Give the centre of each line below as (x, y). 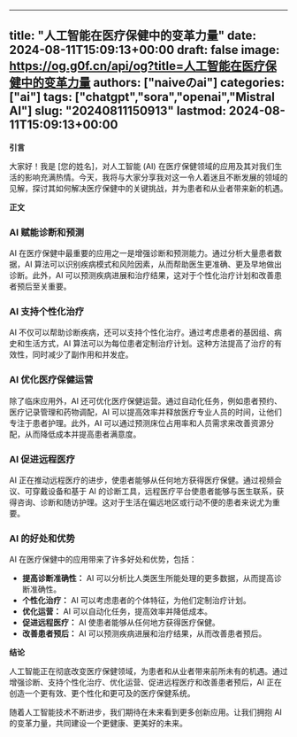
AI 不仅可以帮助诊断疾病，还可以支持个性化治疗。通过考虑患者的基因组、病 (146, 332)
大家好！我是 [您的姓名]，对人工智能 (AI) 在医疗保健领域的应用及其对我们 (142, 166)
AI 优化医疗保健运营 (51, 380)
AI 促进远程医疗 (42, 459)
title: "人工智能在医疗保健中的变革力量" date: (133, 36)
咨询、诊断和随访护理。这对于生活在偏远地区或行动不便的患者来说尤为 (144, 502)
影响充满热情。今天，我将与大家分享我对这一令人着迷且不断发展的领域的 (156, 177)
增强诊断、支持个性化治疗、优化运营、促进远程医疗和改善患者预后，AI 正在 (146, 682)
